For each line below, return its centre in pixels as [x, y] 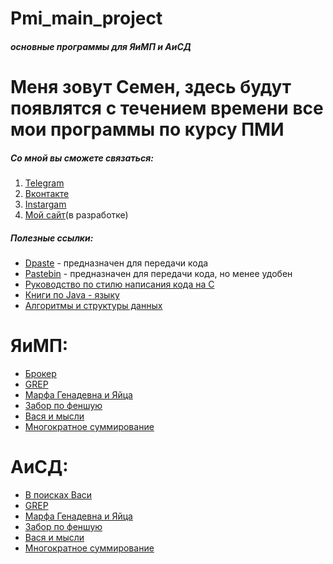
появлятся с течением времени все [167, 108]
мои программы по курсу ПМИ [147, 129]
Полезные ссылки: [52, 238]
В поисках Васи [58, 494]
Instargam [45, 204]
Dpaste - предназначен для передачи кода [116, 263]
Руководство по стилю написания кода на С [119, 284]
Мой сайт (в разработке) [76, 214]
